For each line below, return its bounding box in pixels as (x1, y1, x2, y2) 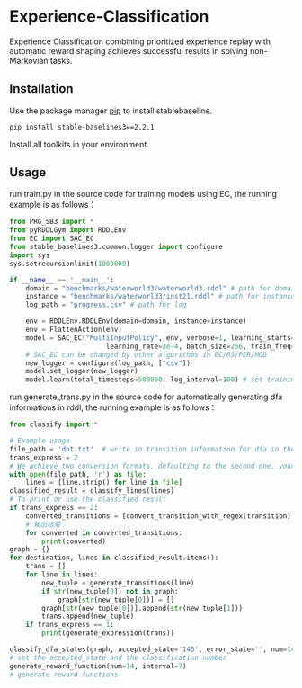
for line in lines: (25, 570, 99, 579)
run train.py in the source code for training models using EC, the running (9, 189, 277, 200)
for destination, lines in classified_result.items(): (9, 553, 219, 563)
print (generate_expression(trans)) (41, 629, 175, 638)
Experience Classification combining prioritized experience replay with (9, 36, 271, 47)
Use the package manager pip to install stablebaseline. (9, 105, 213, 116)
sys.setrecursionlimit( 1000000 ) (9, 259, 130, 268)
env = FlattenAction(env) (25, 326, 123, 335)
